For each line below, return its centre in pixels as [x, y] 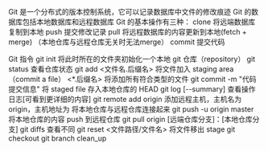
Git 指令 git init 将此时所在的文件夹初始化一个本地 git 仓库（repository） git [132, 59]
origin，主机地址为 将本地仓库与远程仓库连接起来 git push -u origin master [131, 109]
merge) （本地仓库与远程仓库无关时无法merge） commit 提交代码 [117, 42]
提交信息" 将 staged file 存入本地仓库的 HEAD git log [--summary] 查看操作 [132, 89]
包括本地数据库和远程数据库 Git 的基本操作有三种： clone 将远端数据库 [139, 22]
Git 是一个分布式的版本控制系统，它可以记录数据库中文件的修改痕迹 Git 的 [130, 12]
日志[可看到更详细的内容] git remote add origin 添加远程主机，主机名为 [125, 99]
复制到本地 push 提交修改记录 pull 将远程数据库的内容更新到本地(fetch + [128, 32]
